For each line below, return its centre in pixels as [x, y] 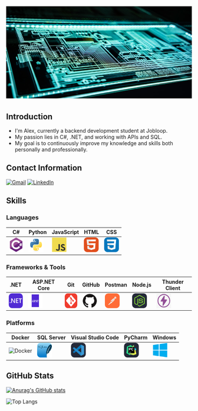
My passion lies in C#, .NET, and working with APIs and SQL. [88, 137]
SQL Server [52, 338]
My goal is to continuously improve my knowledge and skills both [94, 143]
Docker [21, 338]
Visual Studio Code [95, 338]
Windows [164, 338]
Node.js [142, 285]
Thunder [173, 282]
